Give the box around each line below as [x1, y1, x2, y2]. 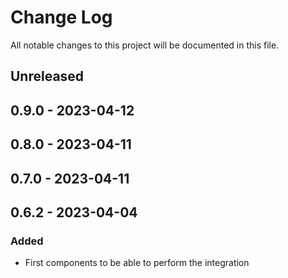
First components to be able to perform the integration [24, 257, 250, 269]
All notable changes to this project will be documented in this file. [10, 39, 280, 51]
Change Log [10, 6, 113, 29]
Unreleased [10, 68, 85, 85]
